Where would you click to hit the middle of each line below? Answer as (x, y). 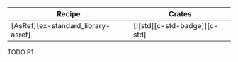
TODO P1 (21, 52)
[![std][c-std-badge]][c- (176, 26)
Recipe (68, 14)
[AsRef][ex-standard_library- (61, 26)
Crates (180, 14)
